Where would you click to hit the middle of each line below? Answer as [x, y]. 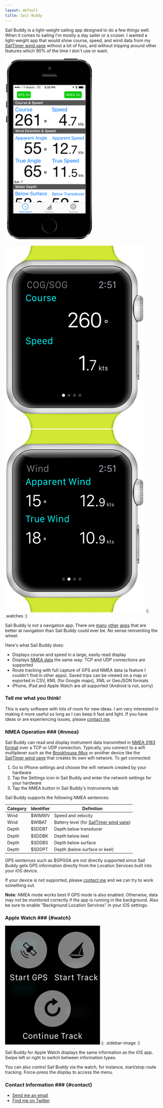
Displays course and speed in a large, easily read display [69, 654]
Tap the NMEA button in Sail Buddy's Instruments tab [65, 788]
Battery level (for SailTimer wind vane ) [92, 822]
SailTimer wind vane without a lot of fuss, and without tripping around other [81, 45]
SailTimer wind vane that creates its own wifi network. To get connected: [78, 758]
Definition [92, 808]
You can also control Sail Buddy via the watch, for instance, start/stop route [81, 1067]
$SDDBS [39, 842]
